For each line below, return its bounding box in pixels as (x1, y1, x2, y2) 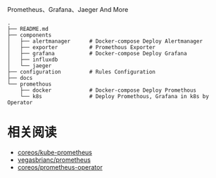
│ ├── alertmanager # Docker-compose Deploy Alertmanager (7, 38, 203, 45)
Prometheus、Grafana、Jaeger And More (7, 6, 129, 13)
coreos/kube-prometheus (17, 148, 93, 156)
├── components (7, 32, 52, 39)
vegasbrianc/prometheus (17, 156, 91, 164)
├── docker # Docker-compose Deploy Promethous (20, 87, 197, 94)
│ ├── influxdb (7, 56, 58, 63)
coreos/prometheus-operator (17, 163, 103, 171)
